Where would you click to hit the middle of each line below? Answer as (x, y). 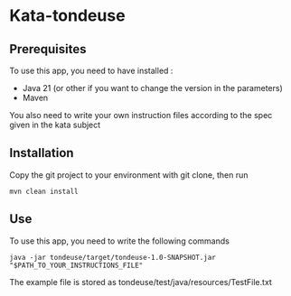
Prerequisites (48, 49)
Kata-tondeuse (67, 16)
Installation (42, 153)
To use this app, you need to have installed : (91, 70)
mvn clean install (44, 191)
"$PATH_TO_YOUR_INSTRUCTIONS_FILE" (76, 265)
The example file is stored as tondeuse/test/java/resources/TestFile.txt (141, 282)
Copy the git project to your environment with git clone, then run (129, 175)
